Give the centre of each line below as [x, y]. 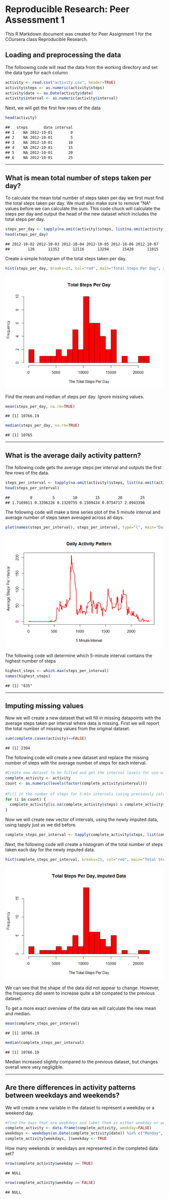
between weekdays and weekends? [62, 1096]
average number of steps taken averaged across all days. [65, 517]
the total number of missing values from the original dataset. [68, 729]
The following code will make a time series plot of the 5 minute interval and [83, 512]
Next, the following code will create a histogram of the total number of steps [84, 845]
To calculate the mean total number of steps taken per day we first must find [84, 198]
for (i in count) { [26, 799]
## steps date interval [39, 128]
